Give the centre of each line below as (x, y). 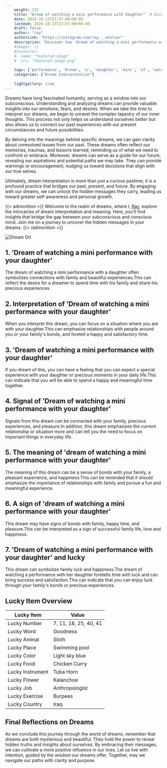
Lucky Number (25, 624)
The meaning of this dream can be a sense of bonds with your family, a (78, 472)
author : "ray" (29, 33)
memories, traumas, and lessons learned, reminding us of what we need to (82, 150)
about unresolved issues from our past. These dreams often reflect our (78, 144)
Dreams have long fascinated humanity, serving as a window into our (76, 98)
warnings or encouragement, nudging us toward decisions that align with (80, 166)
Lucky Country (25, 704)
